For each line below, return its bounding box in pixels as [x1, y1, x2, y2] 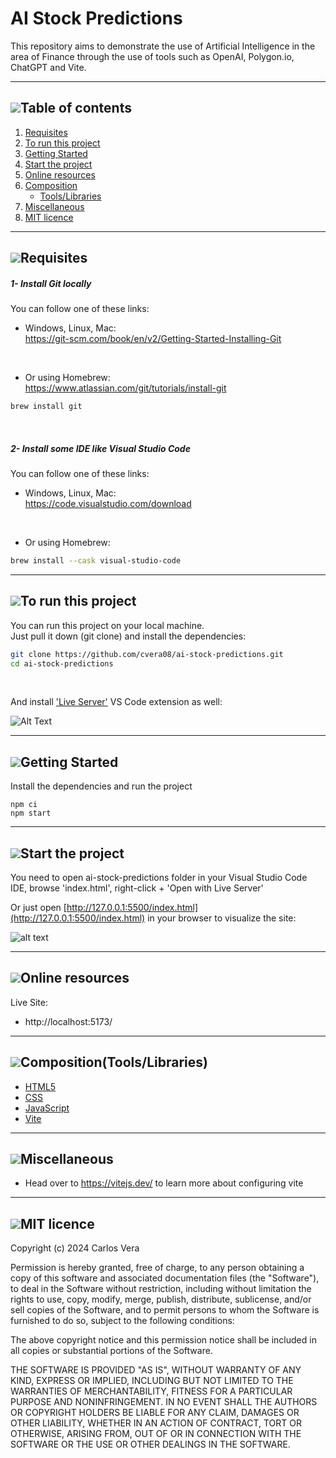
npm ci [10, 800, 38, 810]
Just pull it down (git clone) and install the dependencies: [10, 630, 247, 642]
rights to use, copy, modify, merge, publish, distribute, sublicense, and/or [10, 1293, 312, 1306]
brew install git [10, 402, 83, 412]
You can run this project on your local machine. [10, 619, 205, 631]
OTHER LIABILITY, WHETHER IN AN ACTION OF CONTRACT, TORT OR [10, 1417, 302, 1429]
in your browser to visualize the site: [147, 912, 297, 924]
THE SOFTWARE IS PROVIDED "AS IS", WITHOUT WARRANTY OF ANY [10, 1364, 302, 1376]
